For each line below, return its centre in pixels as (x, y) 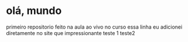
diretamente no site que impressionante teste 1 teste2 (71, 33)
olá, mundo (34, 11)
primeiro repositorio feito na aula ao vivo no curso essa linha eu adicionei (94, 27)
